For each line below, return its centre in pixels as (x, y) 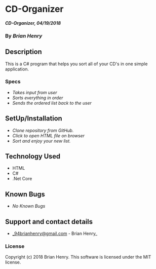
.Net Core (22, 179)
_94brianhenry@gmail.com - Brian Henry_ (55, 233)
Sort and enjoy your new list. (41, 141)
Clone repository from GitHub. (43, 130)
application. (17, 69)
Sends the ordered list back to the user (52, 103)
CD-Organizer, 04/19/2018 (33, 23)
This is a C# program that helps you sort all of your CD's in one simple (77, 64)
